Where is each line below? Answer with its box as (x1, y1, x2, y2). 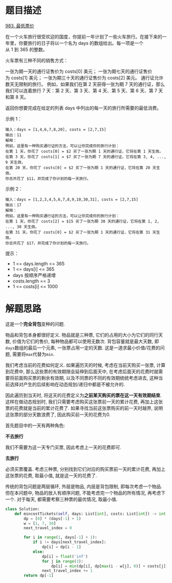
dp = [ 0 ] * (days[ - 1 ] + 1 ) (24, 516, 81, 521)
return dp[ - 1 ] (24, 573, 54, 578)
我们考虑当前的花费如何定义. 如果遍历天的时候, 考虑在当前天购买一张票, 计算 (5, 362, 165, 368)
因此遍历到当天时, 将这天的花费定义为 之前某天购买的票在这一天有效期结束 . (5, 392, 162, 398)
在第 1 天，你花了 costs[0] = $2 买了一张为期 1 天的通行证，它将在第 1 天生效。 (5, 148, 163, 154)
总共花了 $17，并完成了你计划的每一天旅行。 (9, 240, 91, 246)
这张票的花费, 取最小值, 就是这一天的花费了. (5, 472, 97, 478)
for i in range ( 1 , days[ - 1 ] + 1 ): (24, 535, 97, 540)
